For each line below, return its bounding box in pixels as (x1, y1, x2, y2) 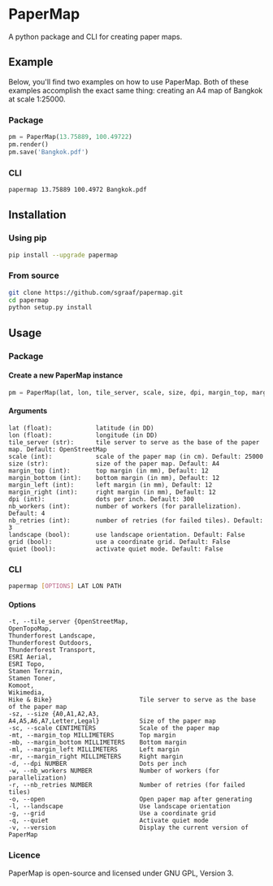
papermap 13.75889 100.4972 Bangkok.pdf (8, 185, 148, 193)
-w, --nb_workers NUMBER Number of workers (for (8, 767, 220, 776)
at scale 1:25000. (8, 94, 66, 104)
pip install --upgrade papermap (8, 251, 118, 259)
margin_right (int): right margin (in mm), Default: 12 (8, 488, 217, 496)
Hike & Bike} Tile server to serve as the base (8, 696, 256, 704)
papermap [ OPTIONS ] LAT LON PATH (8, 582, 122, 590)
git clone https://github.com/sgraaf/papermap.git (8, 288, 184, 296)
